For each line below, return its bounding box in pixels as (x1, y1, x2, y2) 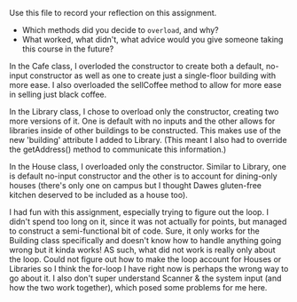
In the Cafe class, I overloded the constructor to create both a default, (9, 61, 264, 71)
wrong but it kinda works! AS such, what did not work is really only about (9, 244, 276, 255)
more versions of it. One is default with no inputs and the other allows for (9, 115, 276, 126)
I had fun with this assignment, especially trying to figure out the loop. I (9, 207, 269, 217)
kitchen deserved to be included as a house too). (9, 190, 188, 200)
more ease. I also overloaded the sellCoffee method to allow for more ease (9, 80, 282, 90)
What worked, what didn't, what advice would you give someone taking (21, 35, 284, 44)
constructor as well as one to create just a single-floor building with (29, 70, 277, 81)
